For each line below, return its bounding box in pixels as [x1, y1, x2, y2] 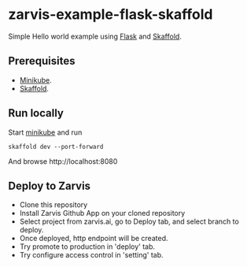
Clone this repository [19, 200, 88, 210]
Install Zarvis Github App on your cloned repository [19, 209, 186, 218]
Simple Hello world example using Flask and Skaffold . [8, 32, 182, 41]
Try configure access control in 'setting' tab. [19, 250, 164, 260]
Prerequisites [8, 54, 76, 68]
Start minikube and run [8, 128, 83, 137]
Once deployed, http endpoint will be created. [19, 234, 168, 243]
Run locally [8, 106, 65, 120]
